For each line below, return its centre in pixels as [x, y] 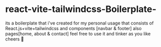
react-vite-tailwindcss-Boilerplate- [81, 9]
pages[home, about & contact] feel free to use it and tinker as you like [78, 33]
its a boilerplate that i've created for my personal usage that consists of [79, 23]
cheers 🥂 [15, 39]
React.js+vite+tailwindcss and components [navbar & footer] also [73, 28]
